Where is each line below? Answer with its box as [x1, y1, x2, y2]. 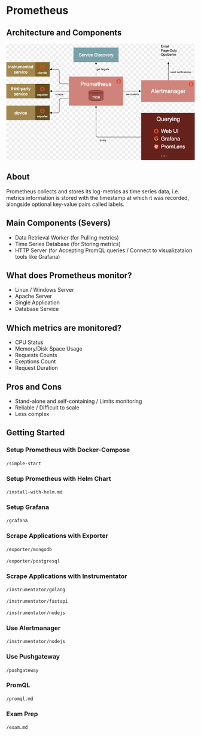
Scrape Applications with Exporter [6, 532, 109, 540]
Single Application [14, 299, 60, 306]
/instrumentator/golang [6, 587, 66, 593]
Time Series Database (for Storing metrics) [14, 240, 121, 247]
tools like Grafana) [14, 253, 60, 260]
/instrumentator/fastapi [6, 598, 68, 604]
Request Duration [14, 364, 58, 372]
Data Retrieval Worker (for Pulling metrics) [14, 234, 120, 241]
